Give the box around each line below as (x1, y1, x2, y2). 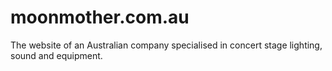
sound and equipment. (10, 49, 103, 61)
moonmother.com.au (10, 6, 190, 29)
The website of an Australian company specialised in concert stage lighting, (10, 39, 323, 51)
